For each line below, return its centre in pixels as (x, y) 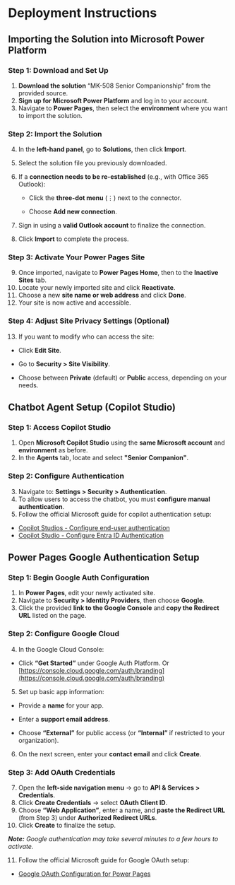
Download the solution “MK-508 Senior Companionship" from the (114, 86)
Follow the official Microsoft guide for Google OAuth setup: (104, 860)
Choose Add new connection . (73, 212)
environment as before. (53, 450)
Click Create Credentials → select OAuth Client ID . (93, 803)
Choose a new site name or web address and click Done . (102, 295)
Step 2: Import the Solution (55, 134)
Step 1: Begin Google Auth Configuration (79, 578)
